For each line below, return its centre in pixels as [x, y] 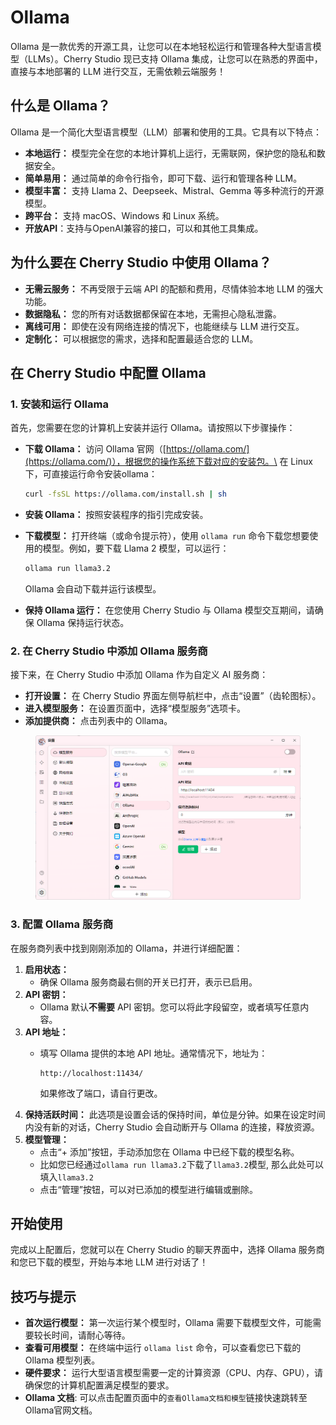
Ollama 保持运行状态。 [83, 622]
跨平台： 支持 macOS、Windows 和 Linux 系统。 [124, 215]
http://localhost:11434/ [91, 1073]
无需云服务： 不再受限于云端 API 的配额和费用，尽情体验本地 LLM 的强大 [174, 288]
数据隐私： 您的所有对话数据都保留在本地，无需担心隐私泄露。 [153, 313]
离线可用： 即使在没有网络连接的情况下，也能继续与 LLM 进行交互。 [164, 326]
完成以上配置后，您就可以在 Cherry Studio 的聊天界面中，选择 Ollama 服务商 [167, 1250]
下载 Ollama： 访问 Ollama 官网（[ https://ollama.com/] [137, 449]
